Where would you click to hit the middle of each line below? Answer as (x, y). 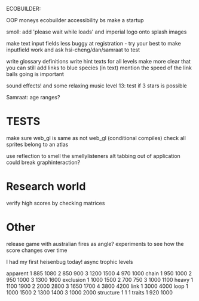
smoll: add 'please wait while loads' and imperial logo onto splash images (97, 32)
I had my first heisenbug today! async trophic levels (70, 262)
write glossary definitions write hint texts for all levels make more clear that (99, 61)
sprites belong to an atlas (37, 144)
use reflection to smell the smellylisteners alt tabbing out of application (93, 156)
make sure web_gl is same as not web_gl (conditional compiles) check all (96, 138)
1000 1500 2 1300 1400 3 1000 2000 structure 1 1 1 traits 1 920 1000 (90, 292)
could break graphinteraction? (43, 162)
